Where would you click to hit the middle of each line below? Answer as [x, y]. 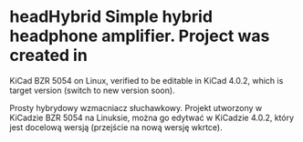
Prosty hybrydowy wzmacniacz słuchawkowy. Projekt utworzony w [136, 107]
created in [49, 56]
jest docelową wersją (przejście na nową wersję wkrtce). [116, 127]
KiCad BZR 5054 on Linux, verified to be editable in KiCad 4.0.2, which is [146, 80]
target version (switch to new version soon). [92, 90]
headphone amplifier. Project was [140, 36]
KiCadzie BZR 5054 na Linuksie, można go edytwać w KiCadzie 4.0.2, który [152, 117]
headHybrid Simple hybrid [111, 17]
